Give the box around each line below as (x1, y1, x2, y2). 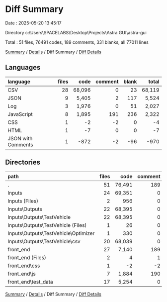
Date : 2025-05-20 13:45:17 (5, 20, 62, 26)
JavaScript (7, 110, 33, 117)
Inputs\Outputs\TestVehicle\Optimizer (7, 230, 95, 237)
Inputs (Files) (7, 198, 39, 204)
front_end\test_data (7, 278, 53, 285)
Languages (5, 63, 41, 72)
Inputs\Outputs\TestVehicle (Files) (7, 221, 87, 228)
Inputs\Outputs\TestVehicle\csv (7, 238, 81, 245)
